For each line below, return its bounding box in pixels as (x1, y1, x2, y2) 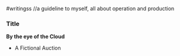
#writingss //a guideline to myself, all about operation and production (6, 5, 175, 12)
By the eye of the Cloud (6, 33, 65, 40)
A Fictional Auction (14, 44, 61, 52)
